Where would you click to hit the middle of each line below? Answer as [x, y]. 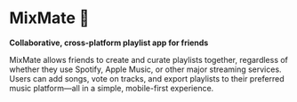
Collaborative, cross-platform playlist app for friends [109, 43]
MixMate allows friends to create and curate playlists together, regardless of [149, 59]
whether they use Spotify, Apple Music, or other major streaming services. [145, 69]
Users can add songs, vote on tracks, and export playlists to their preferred [147, 78]
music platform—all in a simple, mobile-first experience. [112, 88]
